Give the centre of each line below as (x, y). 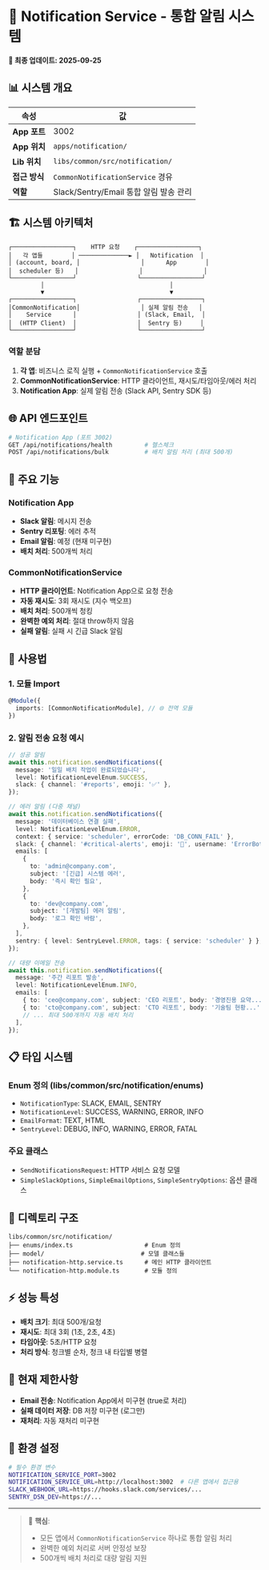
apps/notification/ (90, 146)
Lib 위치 (27, 161)
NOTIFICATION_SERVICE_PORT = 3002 (62, 1475)
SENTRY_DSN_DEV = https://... (55, 1497)
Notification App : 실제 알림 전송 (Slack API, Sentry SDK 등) (116, 391)
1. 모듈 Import (34, 684)
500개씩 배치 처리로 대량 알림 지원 (93, 1558)
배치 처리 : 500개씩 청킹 (56, 611)
